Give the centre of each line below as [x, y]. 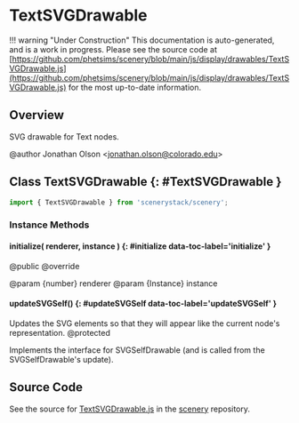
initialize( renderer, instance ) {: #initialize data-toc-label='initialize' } [140, 246]
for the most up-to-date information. [135, 87]
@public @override [44, 266]
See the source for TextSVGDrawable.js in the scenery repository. [130, 409]
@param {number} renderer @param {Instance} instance [113, 283]
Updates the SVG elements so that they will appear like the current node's [145, 323]
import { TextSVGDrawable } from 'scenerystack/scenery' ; [119, 202]
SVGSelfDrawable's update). [61, 359]
